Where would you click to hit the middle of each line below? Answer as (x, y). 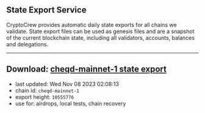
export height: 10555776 (45, 97)
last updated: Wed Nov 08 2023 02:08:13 (67, 84)
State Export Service (46, 10)
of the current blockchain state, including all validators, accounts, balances (101, 38)
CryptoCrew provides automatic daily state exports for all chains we (92, 24)
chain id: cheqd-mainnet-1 (47, 90)
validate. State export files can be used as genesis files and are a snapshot (100, 31)
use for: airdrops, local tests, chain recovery (70, 103)
